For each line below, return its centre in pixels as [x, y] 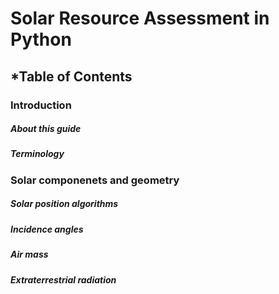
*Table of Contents [71, 76]
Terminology [37, 154]
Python [41, 39]
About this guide [46, 129]
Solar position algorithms [64, 204]
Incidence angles [47, 229]
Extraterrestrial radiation [63, 279]
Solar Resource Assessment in [140, 18]
